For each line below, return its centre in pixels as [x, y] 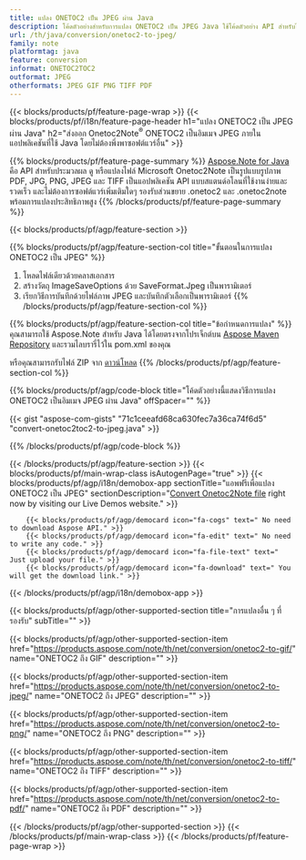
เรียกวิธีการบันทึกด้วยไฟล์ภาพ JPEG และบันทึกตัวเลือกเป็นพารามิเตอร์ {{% [135, 296]
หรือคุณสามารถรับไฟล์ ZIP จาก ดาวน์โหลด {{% [82, 363]
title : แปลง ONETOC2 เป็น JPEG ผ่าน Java [82, 18]
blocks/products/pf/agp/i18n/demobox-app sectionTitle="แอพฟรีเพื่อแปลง [142, 483]
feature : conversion [49, 60]
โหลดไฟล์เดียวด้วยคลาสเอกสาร [69, 276]
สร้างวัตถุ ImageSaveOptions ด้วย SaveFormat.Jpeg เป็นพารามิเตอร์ [137, 286]
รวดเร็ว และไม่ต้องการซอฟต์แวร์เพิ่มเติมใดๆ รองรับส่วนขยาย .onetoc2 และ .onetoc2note [148, 191]
